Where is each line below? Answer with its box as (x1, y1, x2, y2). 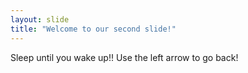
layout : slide (10, 14, 70, 25)
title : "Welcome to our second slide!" (10, 24, 177, 34)
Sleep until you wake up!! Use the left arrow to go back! (10, 51, 239, 63)
